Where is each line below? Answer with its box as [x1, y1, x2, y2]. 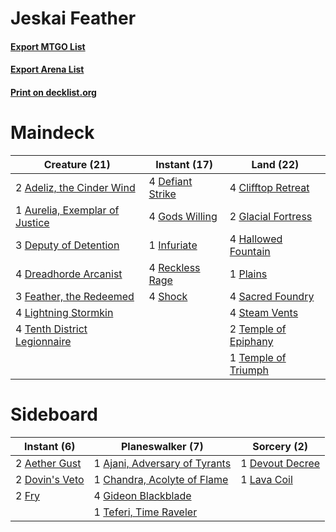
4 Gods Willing [148, 209, 218, 223]
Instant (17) [155, 157, 214, 171]
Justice [15, 215, 50, 229]
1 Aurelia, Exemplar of [15, 203, 120, 217]
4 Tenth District [15, 322, 88, 336]
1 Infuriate [148, 238, 198, 252]
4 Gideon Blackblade [93, 488, 192, 502]
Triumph [229, 363, 269, 377]
